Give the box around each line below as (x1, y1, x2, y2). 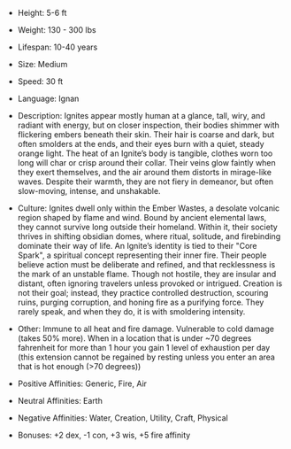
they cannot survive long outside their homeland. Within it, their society (17, 221, 279, 232)
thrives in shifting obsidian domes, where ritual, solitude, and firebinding (17, 231, 281, 242)
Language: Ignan (17, 93, 80, 104)
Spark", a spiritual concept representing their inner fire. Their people (17, 250, 267, 260)
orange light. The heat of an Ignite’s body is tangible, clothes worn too (17, 148, 273, 159)
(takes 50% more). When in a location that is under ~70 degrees (17, 333, 252, 344)
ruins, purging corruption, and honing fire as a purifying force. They (17, 297, 264, 307)
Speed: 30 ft (17, 76, 64, 87)
